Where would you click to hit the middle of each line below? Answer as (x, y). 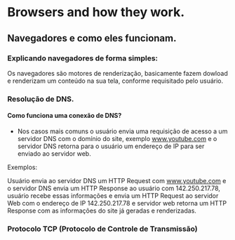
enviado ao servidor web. (54, 154)
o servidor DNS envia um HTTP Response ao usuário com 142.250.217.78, (114, 188)
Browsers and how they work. (96, 12)
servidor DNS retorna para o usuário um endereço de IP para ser (111, 146)
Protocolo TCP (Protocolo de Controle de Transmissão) (102, 229)
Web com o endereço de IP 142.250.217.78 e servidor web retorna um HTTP (117, 203)
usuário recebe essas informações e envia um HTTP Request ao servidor (113, 196)
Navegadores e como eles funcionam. (92, 38)
